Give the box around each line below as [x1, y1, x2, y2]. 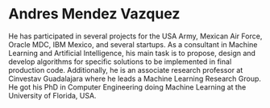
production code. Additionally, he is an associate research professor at [8, 65, 243, 74]
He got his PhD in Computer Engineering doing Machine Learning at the [8, 82, 247, 92]
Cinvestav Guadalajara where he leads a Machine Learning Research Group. [8, 74, 262, 83]
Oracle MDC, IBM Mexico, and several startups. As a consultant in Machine [8, 39, 258, 49]
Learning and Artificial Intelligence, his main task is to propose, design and [8, 48, 256, 58]
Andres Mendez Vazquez [8, 5, 181, 23]
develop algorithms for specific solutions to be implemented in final [8, 57, 232, 66]
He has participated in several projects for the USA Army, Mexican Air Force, [8, 31, 263, 41]
